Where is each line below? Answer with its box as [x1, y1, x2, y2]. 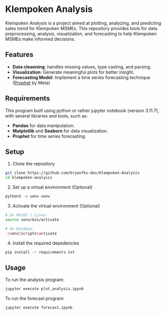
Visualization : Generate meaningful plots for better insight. [12, 69, 134, 75]
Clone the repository [12, 161, 55, 167]
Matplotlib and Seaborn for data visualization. [12, 127, 108, 133]
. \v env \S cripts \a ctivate [5, 231, 57, 236]
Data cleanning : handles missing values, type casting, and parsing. [12, 63, 151, 69]
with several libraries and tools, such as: [5, 112, 88, 118]
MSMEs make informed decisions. [5, 36, 75, 42]
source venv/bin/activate [5, 217, 59, 222]
